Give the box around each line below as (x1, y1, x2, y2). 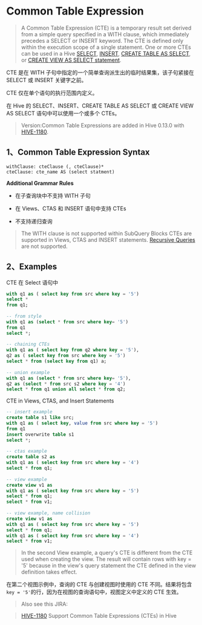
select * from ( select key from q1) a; (6, 358, 107, 364)
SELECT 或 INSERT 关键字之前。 (6, 76, 87, 83)
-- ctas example (6, 449, 47, 455)
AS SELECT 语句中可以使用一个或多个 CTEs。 (6, 109, 120, 117)
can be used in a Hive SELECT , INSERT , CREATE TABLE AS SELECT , (21, 50, 191, 57)
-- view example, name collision (6, 510, 91, 516)
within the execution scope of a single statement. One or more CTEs (21, 44, 192, 51)
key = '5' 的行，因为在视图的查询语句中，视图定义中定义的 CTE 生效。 (6, 588, 182, 596)
